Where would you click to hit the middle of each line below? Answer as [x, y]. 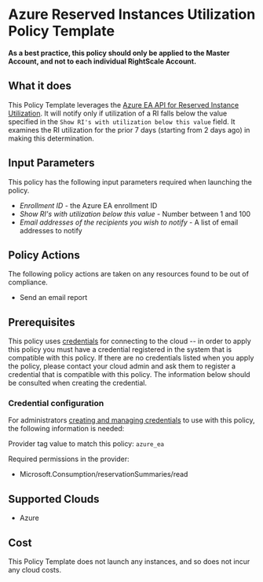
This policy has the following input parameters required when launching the [130, 181]
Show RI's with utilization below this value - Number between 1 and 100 [135, 214]
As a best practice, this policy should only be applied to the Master [119, 53]
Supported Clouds [54, 499]
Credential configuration [56, 404]
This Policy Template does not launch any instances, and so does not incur [129, 562]
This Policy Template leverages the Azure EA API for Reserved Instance [124, 104]
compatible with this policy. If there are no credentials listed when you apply [131, 358]
